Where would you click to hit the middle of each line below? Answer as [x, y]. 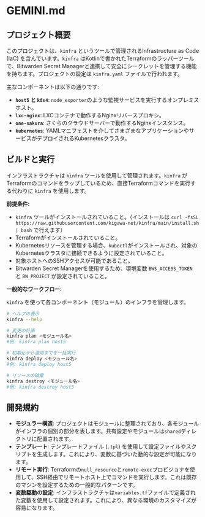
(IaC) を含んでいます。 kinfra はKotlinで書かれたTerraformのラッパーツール [100, 58]
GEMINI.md [36, 11]
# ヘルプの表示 [23, 314]
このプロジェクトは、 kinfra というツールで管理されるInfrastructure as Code [103, 51]
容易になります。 [36, 508]
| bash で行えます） [40, 230]
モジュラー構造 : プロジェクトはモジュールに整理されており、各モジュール [107, 424]
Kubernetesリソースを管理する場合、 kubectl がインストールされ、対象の [106, 245]
